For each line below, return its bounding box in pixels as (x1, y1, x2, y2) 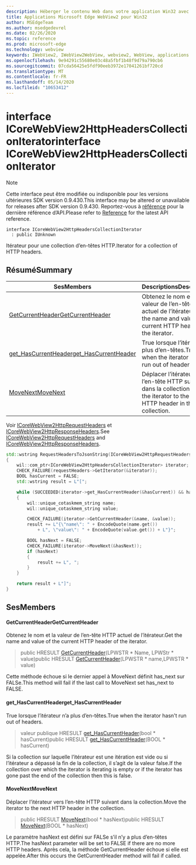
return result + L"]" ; (16, 581, 72, 587)
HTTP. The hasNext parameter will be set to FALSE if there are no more (6, 839, 176, 846)
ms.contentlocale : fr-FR (6, 74, 66, 80)
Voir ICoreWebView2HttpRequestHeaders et (6, 421, 112, 428)
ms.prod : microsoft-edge (6, 42, 66, 47)
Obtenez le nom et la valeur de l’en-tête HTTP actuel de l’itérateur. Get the (6, 631, 183, 639)
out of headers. (6, 718, 43, 725)
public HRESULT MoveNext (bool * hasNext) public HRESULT (20, 816, 164, 823)
